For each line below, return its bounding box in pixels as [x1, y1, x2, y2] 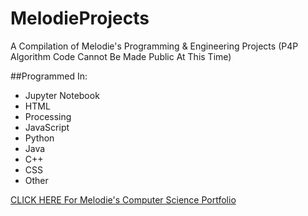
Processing [24, 110, 72, 122]
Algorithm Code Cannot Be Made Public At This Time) [10, 50, 232, 62]
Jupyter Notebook [24, 89, 100, 101]
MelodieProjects [10, 7, 150, 30]
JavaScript [24, 121, 70, 133]
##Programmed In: [10, 70, 88, 82]
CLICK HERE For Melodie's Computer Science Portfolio [10, 193, 237, 206]
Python [24, 132, 55, 144]
